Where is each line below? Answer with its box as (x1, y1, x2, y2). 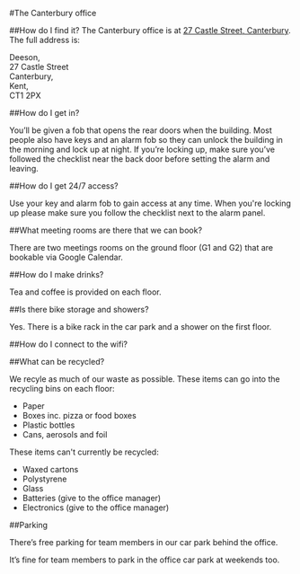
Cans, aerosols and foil (22, 429, 108, 439)
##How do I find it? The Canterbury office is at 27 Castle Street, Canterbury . (9, 25, 292, 35)
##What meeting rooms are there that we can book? (9, 225, 203, 235)
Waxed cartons (22, 464, 79, 474)
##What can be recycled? (9, 357, 105, 366)
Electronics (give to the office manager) (22, 502, 170, 513)
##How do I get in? (9, 108, 80, 118)
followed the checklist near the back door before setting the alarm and (9, 154, 270, 164)
